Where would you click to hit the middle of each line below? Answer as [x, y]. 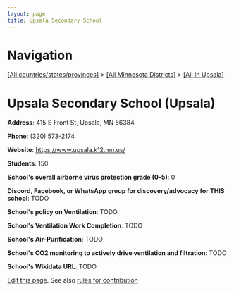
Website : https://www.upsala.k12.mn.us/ [66, 150]
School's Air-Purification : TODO [55, 240]
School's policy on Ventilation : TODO [63, 212]
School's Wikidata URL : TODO [52, 267]
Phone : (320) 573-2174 [41, 136]
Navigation [40, 55]
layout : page [26, 14]
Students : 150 [28, 163]
